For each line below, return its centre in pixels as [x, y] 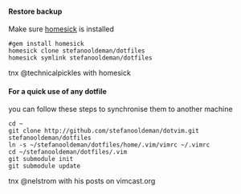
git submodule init [41, 159]
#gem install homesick [46, 44]
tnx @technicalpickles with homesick [69, 73]
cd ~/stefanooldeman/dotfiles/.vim [68, 152]
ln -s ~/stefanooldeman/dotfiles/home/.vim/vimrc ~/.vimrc [109, 145]
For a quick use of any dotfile [57, 91]
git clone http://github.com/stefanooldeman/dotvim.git [104, 131]
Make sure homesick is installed [61, 29]
